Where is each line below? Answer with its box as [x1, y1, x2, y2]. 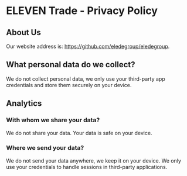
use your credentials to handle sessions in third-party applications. [6, 163, 168, 170]
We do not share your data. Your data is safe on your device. [6, 129, 152, 136]
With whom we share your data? [6, 116, 100, 124]
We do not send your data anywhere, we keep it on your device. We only [6, 157, 182, 164]
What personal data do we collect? [6, 60, 136, 70]
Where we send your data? [6, 144, 84, 152]
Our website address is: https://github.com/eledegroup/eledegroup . [6, 43, 170, 50]
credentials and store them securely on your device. [6, 81, 132, 88]
